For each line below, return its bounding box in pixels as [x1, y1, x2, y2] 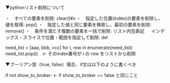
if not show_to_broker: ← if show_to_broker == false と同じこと [5, 72, 138, 78]
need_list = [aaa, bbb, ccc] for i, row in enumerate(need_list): [5, 45, 134, 50]
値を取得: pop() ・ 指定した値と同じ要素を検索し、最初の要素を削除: [5, 22, 152, 27]
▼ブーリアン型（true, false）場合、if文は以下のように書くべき [5, 62, 137, 67]
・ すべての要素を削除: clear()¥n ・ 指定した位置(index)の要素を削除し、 [5, 15, 163, 21]
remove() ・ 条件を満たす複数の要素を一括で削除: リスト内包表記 [5, 28, 144, 34]
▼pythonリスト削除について [5, 5, 65, 10]
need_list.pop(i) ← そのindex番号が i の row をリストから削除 [5, 50, 136, 57]
